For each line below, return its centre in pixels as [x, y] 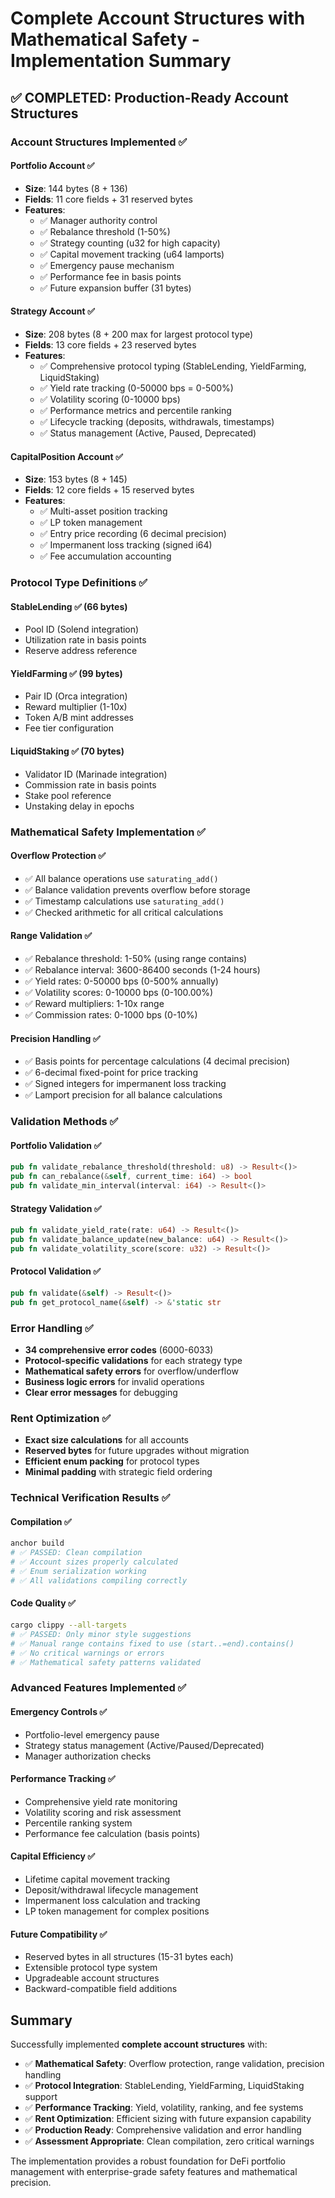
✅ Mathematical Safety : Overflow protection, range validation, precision [174, 2063]
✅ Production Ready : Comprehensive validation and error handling [163, 2129]
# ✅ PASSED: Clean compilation [76, 1553]
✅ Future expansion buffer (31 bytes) [115, 288]
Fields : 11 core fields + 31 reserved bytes [108, 199]
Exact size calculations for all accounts [106, 1440]
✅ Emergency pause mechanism [107, 265]
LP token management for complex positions [117, 1911]
